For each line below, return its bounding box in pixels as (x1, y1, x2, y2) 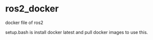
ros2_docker (5, 3, 59, 14)
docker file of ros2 (5, 19, 44, 25)
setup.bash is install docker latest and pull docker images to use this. (5, 29, 148, 35)
